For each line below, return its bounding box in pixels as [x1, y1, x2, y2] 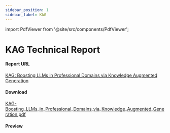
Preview [5, 123, 23, 129]
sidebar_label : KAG [5, 12, 47, 17]
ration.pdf [5, 111, 26, 117]
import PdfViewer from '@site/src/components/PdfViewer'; [5, 26, 129, 32]
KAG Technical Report [5, 44, 100, 55]
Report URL [5, 61, 30, 67]
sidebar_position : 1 [5, 7, 49, 13]
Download [5, 89, 27, 95]
